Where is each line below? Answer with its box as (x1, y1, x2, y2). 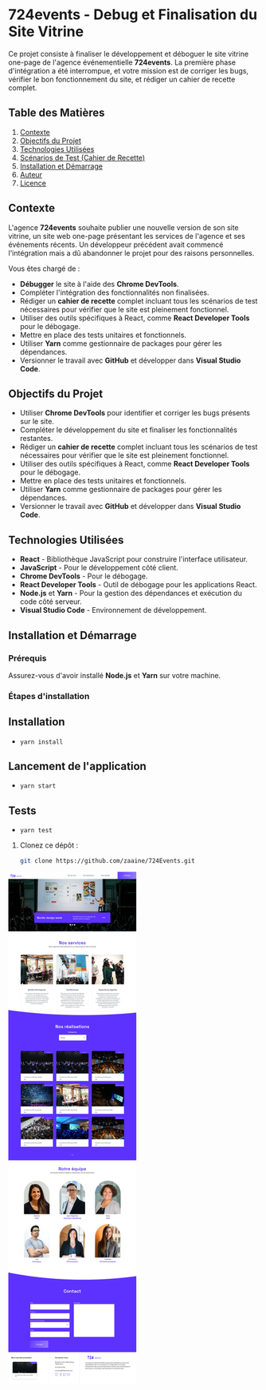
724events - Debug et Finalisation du (8, 6, 257, 24)
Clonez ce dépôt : (19, 840, 79, 850)
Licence (19, 178, 46, 188)
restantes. (19, 434, 53, 443)
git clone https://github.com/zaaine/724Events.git (19, 857, 195, 865)
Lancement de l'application (8, 760, 147, 772)
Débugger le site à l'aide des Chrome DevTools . (19, 279, 179, 288)
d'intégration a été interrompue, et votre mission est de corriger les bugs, (8, 66, 249, 75)
